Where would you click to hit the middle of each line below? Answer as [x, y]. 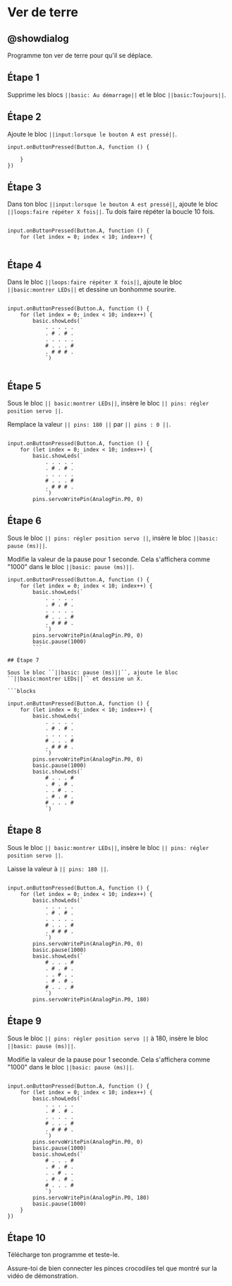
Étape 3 [25, 187]
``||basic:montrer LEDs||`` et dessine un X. [75, 679]
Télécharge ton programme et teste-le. [63, 1255]
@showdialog [38, 39]
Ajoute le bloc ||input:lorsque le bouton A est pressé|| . [92, 134]
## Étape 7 [23, 660]
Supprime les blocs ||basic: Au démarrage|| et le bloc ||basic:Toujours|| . [117, 94]
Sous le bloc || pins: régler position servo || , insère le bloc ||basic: [113, 538]
